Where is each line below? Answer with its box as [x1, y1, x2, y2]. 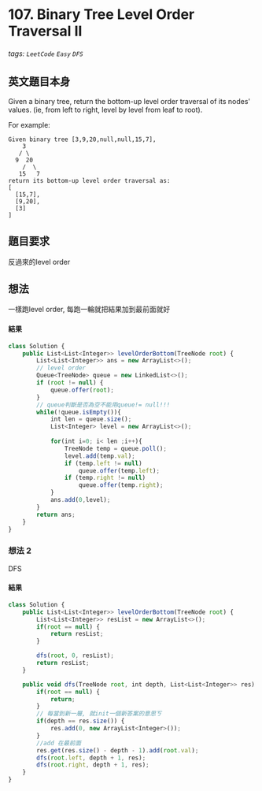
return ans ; [36, 511, 76, 518]
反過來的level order [8, 257, 71, 266]
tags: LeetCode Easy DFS [8, 49, 84, 58]
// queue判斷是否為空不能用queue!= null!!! [36, 400, 171, 409]
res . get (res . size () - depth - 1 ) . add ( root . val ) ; [36, 746, 199, 754]
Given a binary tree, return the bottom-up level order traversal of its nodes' [8, 96, 251, 106]
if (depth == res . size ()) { [36, 717, 125, 726]
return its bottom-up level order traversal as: [8, 176, 171, 184]
